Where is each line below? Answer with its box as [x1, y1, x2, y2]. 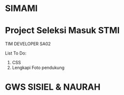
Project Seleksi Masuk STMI [5, 25, 120, 36]
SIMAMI [5, 3, 38, 14]
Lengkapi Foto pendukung [12, 65, 64, 70]
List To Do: [5, 50, 27, 56]
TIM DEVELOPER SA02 [5, 41, 51, 47]
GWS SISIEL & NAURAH [5, 81, 101, 93]
